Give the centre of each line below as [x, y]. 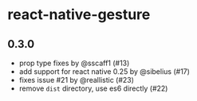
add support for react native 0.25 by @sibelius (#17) [104, 72]
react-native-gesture [79, 15]
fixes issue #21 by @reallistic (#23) [77, 80]
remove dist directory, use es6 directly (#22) [93, 88]
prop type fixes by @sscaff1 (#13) [74, 63]
